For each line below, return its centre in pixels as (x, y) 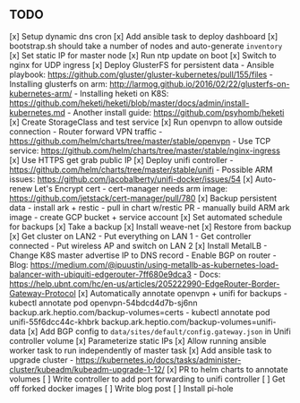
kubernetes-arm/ (41, 93)
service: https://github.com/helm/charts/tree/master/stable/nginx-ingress (145, 150)
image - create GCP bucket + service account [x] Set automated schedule (146, 217)
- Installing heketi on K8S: (121, 93)
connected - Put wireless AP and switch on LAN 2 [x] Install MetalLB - (138, 245)
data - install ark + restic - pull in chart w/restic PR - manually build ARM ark (150, 207)
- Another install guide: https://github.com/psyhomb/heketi (176, 112)
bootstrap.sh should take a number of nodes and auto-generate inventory (146, 46)
